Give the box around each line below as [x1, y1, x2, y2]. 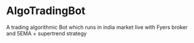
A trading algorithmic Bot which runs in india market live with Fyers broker [6, 24, 188, 31]
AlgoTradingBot [6, 4, 85, 18]
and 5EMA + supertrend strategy [6, 29, 87, 37]
